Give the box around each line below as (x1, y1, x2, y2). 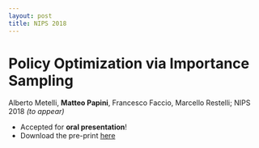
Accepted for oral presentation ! (19, 122, 128, 132)
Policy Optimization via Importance (8, 54, 249, 73)
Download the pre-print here (19, 131, 116, 141)
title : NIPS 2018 (8, 19, 67, 27)
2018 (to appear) (8, 107, 65, 116)
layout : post (8, 11, 53, 20)
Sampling (8, 71, 74, 90)
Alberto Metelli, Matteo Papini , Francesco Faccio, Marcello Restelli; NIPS (8, 98, 251, 108)
